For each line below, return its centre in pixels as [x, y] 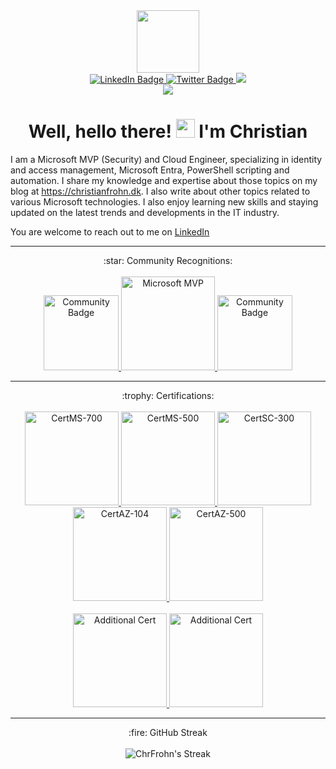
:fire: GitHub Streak [168, 732]
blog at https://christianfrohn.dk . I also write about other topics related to [160, 191]
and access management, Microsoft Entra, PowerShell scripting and [150, 170]
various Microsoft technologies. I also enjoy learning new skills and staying [164, 201]
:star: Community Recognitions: [168, 260]
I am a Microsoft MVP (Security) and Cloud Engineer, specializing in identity [166, 159]
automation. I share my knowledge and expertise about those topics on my [164, 180]
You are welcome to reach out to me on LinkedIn [110, 231]
